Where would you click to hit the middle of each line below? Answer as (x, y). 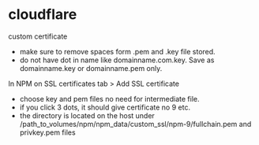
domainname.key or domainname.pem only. (91, 68)
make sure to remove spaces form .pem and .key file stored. (117, 51)
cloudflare (43, 15)
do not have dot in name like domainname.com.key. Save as (117, 60)
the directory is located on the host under (87, 115)
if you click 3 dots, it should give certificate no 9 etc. (105, 107)
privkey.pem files (48, 132)
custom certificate (38, 36)
